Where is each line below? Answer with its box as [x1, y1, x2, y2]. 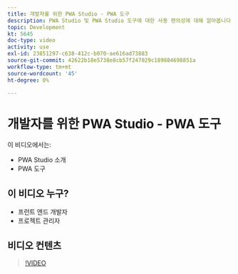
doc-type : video [7, 37, 56, 44]
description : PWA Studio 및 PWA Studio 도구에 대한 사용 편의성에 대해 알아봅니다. [7, 17, 234, 24]
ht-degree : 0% [7, 76, 50, 84]
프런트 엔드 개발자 [17, 208, 68, 216]
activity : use [7, 43, 50, 51]
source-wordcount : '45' [7, 70, 78, 77]
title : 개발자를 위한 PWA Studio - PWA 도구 [7, 10, 130, 18]
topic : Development [7, 23, 66, 31]
